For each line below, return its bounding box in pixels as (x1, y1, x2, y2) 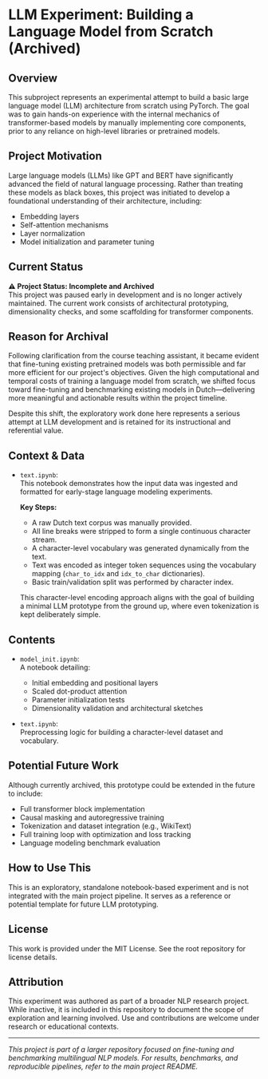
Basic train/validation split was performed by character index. (31, 577, 234, 587)
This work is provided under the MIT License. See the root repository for (8, 943, 246, 953)
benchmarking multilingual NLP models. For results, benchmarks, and (8, 1053, 238, 1063)
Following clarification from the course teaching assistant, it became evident (8, 351, 259, 361)
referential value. (8, 425, 64, 436)
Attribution (8, 975, 64, 989)
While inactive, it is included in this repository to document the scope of (8, 1005, 244, 1014)
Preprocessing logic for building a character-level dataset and (19, 728, 223, 737)
